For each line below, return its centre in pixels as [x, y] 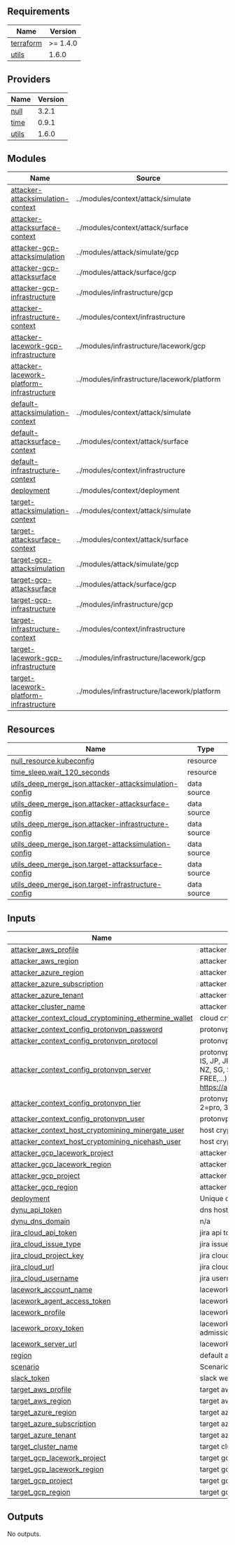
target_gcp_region [41, 1492]
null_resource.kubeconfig [52, 761]
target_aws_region [41, 1401]
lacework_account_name [52, 1290]
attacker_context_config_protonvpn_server [81, 1070]
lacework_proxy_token [47, 1328]
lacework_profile [38, 1312]
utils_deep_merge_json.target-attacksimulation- [91, 844]
